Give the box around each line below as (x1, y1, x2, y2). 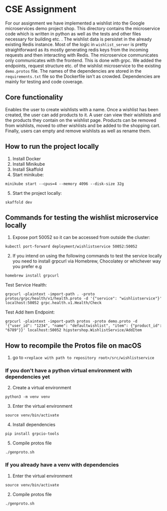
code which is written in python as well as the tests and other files (5, 31, 141, 37)
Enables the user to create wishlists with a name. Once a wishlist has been (5, 106, 158, 112)
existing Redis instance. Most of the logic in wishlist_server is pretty (5, 41, 148, 47)
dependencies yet (5, 373, 50, 380)
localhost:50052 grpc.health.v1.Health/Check (5, 301, 101, 306)
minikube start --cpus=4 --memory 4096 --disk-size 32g (5, 181, 124, 186)
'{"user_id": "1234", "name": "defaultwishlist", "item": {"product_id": (5, 323, 162, 329)
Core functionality (5, 93, 63, 102)
